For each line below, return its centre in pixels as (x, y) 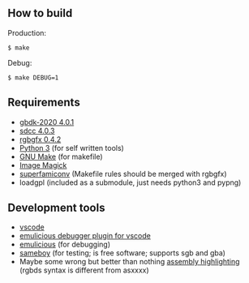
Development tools (56, 208)
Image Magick (43, 165)
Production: (27, 32)
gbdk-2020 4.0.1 (47, 122)
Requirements (44, 103)
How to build (40, 13)
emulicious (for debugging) (65, 244)
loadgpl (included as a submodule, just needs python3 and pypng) (130, 182)
